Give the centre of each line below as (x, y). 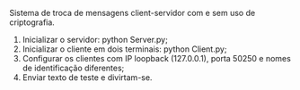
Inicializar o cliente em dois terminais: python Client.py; (124, 49)
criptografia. (32, 22)
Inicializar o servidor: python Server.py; (95, 40)
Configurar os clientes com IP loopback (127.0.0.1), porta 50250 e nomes (157, 58)
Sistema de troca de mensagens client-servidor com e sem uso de (132, 13)
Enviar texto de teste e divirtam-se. (87, 78)
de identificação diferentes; (73, 68)
